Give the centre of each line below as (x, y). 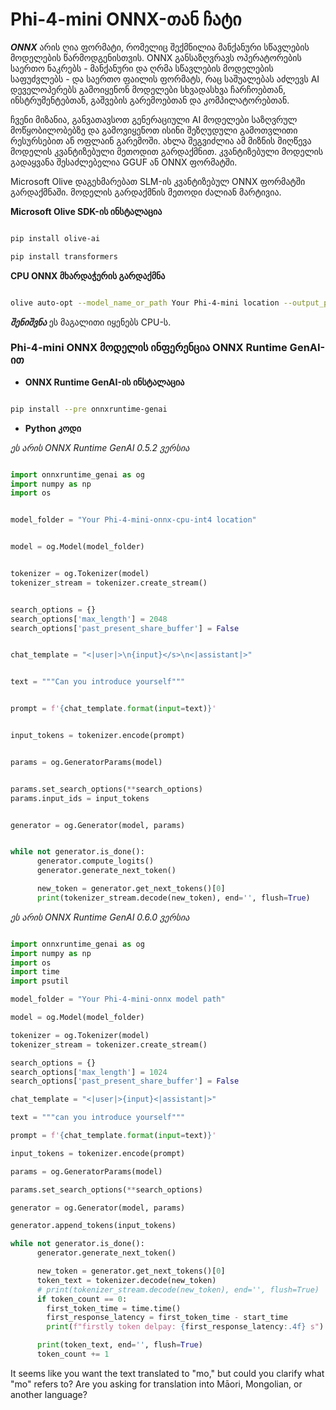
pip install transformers (64, 256)
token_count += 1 (73, 1354)
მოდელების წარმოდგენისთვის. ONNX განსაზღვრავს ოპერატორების (156, 57)
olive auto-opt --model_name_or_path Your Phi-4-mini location (145, 303)
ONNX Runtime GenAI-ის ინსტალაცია (104, 382)
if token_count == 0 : (82, 1299)
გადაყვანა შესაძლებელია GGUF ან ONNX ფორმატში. (124, 162)
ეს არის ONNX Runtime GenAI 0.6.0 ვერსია (100, 917)
